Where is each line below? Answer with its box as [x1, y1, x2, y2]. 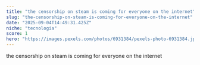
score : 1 [6, 31, 28, 37]
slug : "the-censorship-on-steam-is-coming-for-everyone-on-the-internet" [6, 14, 193, 20]
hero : [6, 36, 20, 42]
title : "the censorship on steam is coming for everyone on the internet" [6, 8, 196, 15]
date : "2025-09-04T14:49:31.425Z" [6, 19, 92, 25]
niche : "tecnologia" [6, 25, 58, 31]
